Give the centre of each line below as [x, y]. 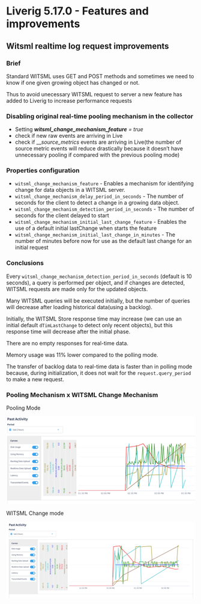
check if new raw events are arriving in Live [69, 136]
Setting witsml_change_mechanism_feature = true [79, 129]
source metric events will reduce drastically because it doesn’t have [99, 149]
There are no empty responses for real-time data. [67, 343]
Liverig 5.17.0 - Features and [77, 11]
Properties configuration [43, 171]
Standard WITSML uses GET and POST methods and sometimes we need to [100, 76]
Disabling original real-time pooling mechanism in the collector [100, 116]
